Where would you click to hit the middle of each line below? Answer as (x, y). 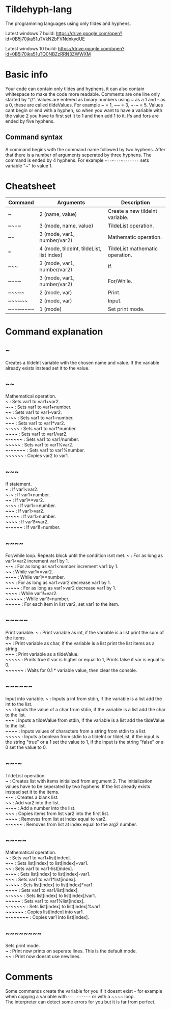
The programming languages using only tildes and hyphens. (68, 23)
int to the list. (19, 704)
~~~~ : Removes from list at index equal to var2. (56, 819)
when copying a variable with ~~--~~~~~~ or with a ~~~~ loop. (70, 997)
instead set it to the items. (32, 792)
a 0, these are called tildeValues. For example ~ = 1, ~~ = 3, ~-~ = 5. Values (84, 105)
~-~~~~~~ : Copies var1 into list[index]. (47, 917)
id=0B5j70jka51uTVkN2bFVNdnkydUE (45, 39)
